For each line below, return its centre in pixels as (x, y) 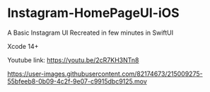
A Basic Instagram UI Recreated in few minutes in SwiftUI (91, 33)
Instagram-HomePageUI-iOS (93, 13)
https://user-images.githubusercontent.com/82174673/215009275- (105, 74)
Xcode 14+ (23, 46)
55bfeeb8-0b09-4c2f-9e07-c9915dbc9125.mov (77, 81)
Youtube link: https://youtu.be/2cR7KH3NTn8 (73, 60)
